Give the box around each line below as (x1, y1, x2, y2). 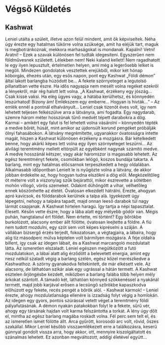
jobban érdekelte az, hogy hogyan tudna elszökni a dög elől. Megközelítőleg (5, 172, 160, 178)
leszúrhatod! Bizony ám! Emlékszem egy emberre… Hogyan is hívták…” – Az (5, 99, 160, 104)
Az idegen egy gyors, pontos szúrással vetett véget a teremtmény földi (5, 298, 149, 303)
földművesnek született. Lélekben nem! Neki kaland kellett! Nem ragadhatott (5, 57, 160, 63)
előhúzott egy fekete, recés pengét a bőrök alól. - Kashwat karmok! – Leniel (5, 287, 159, 293)
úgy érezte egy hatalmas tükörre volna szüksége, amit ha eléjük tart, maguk (5, 41, 159, 47)
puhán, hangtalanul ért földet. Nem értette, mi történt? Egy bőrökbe (5, 214, 142, 220)
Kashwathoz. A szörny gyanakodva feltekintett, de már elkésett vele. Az (5, 261, 151, 267)
